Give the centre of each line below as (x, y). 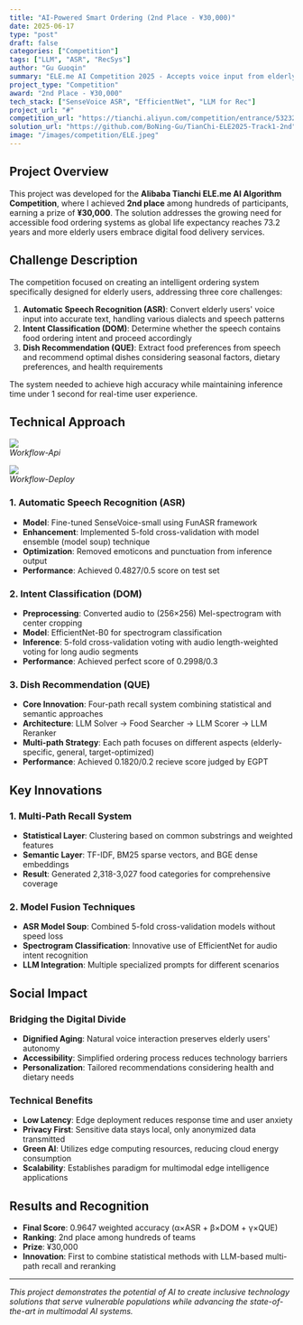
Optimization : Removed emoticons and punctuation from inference (147, 551)
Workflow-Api (35, 453)
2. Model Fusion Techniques (72, 906)
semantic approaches (63, 714)
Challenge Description (73, 260)
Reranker (39, 733)
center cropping (52, 623)
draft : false (34, 43)
